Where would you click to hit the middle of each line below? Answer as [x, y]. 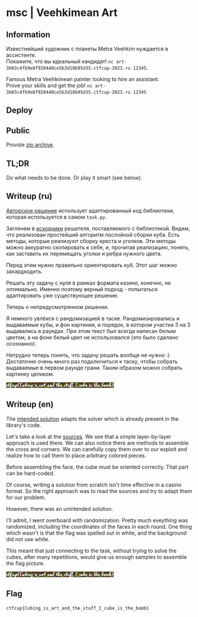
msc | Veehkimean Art [62, 13]
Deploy [20, 111]
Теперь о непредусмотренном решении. [58, 307]
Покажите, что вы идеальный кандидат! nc [60, 61]
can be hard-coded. [30, 473]
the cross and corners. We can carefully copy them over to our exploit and [97, 449]
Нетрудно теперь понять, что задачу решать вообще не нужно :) [88, 355]
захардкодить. [25, 271]
